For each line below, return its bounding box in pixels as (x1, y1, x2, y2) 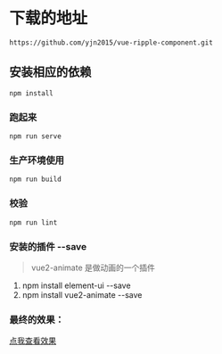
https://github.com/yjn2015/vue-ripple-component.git (9, 37, 214, 47)
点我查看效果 (9, 335, 56, 346)
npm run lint (9, 218, 58, 227)
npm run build (9, 175, 62, 184)
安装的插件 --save (9, 240, 87, 252)
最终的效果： (9, 313, 65, 325)
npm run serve (9, 132, 62, 141)
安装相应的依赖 (9, 64, 92, 80)
